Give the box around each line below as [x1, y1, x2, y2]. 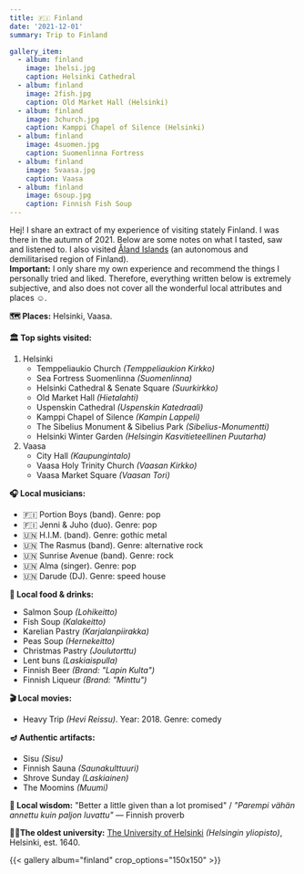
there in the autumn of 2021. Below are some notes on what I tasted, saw [9, 234, 283, 245]
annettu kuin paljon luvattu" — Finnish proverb [9, 809, 185, 820]
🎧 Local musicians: [9, 488, 86, 498]
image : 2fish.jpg [25, 88, 92, 99]
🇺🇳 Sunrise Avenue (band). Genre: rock [22, 550, 175, 561]
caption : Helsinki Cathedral [25, 72, 137, 82]
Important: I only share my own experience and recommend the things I [9, 264, 280, 274]
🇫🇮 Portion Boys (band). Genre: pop [22, 509, 161, 520]
